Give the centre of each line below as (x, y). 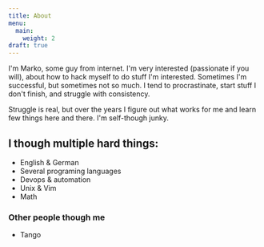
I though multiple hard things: (84, 143)
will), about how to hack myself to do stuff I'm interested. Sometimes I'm (128, 77)
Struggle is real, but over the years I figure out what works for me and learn (132, 110)
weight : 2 (39, 38)
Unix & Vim (38, 188)
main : (25, 30)
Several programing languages (70, 171)
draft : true (28, 46)
